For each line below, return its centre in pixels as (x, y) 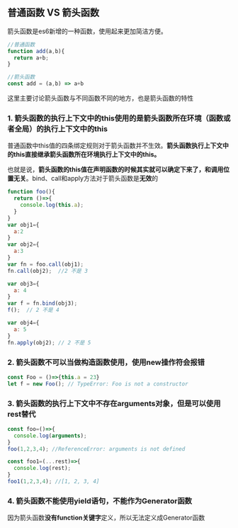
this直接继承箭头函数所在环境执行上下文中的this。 (87, 155)
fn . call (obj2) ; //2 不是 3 (48, 271)
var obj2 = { (23, 245)
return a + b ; (32, 58)
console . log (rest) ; (42, 468)
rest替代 (22, 414)
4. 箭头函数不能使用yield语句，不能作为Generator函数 (100, 500)
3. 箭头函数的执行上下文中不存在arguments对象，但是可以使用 (114, 403)
